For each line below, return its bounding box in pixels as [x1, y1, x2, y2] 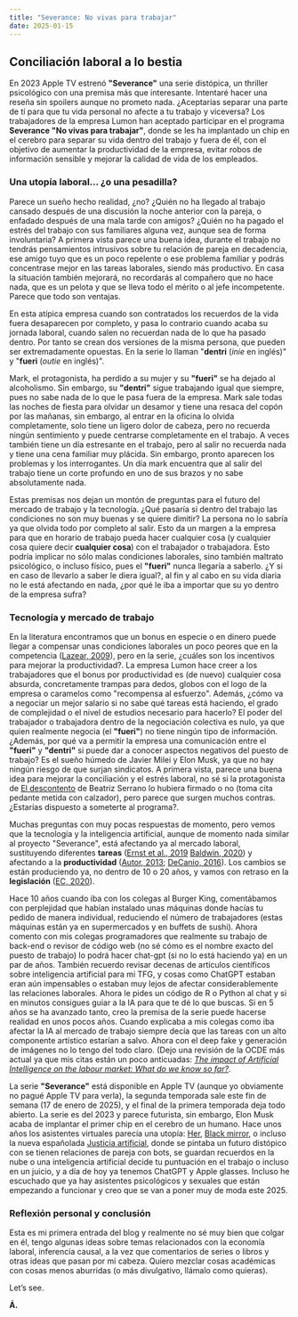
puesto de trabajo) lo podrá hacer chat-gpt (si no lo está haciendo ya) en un [9, 950, 287, 961]
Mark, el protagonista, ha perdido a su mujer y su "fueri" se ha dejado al [9, 372, 276, 383]
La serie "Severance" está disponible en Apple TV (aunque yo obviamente [9, 1080, 284, 1092]
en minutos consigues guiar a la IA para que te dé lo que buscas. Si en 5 [9, 997, 274, 1008]
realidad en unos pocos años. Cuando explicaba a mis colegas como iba [9, 1016, 275, 1027]
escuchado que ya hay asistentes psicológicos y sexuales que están [9, 1175, 261, 1186]
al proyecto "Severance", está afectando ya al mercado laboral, [9, 838, 241, 848]
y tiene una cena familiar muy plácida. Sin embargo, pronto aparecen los [9, 448, 275, 459]
